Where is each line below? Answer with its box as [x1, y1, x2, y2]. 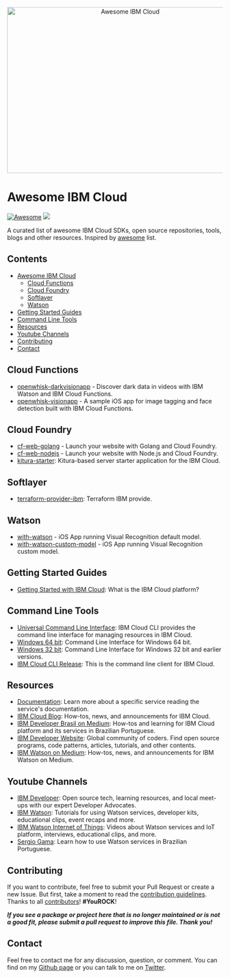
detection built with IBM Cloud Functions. [16, 404, 133, 412]
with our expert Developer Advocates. [29, 801, 137, 810]
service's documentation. [16, 705, 89, 713]
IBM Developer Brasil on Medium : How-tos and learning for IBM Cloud [16, 719, 215, 728]
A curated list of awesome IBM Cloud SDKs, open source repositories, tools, [7, 226, 222, 234]
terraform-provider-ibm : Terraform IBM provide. [16, 494, 153, 503]
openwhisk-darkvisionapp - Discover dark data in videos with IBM [16, 382, 203, 390]
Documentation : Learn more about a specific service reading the [16, 698, 200, 706]
